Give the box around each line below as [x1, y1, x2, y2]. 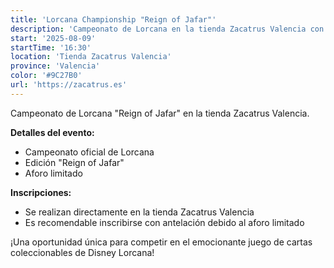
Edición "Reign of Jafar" [24, 156, 125, 168]
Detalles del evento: [10, 126, 95, 138]
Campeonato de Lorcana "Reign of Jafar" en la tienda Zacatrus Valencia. [10, 107, 310, 119]
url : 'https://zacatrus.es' [10, 80, 128, 90]
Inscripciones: [10, 186, 72, 198]
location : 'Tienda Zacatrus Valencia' [10, 52, 172, 62]
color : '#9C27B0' [10, 71, 83, 81]
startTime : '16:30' [10, 42, 92, 53]
